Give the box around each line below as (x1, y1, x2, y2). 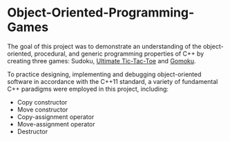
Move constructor (17, 105, 68, 113)
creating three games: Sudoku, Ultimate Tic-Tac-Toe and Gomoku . (7, 56, 196, 65)
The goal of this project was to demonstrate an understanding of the (7, 42, 202, 50)
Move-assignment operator (17, 120, 95, 128)
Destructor (17, 127, 48, 135)
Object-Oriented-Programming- (7, 5, 195, 21)
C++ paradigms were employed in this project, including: (7, 85, 169, 93)
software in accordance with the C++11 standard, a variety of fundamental (7, 77, 218, 85)
